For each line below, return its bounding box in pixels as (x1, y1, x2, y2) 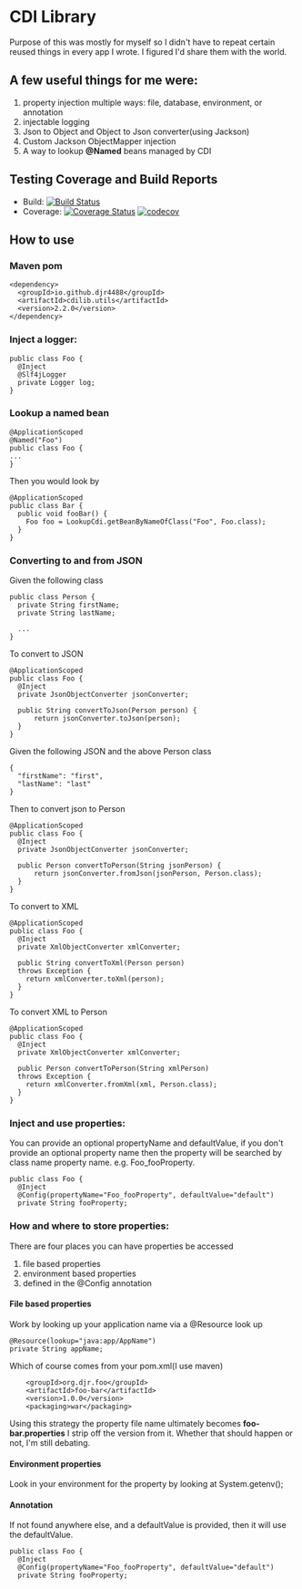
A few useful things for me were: (9, 73, 198, 88)
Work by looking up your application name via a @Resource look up (9, 1318, 264, 1329)
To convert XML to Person (9, 1006, 107, 1018)
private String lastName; (17, 608, 116, 618)
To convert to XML (9, 901, 79, 912)
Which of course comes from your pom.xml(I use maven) (9, 1360, 224, 1371)
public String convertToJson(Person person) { (17, 706, 197, 715)
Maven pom (9, 259, 64, 272)
